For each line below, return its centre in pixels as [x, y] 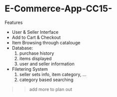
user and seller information [47, 64]
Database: [22, 48]
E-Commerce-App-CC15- [58, 9]
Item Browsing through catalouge [46, 42]
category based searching [46, 80]
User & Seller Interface [35, 32]
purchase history [37, 53]
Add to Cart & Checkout [36, 37]
